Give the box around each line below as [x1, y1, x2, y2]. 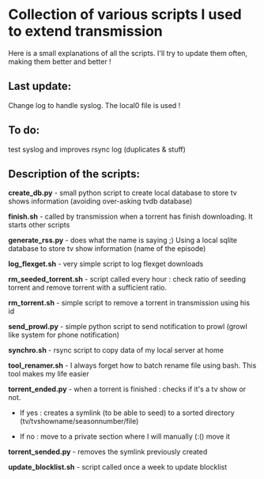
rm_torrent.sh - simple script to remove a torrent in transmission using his [8, 298, 251, 308]
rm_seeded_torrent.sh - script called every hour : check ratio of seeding [8, 275, 247, 284]
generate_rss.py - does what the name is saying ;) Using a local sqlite [8, 235, 238, 245]
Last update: [8, 80, 72, 93]
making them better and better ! [8, 57, 112, 66]
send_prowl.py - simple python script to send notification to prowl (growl [8, 322, 247, 331]
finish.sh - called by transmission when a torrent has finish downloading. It [8, 211, 253, 222]
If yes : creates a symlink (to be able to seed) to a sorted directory [19, 408, 235, 417]
